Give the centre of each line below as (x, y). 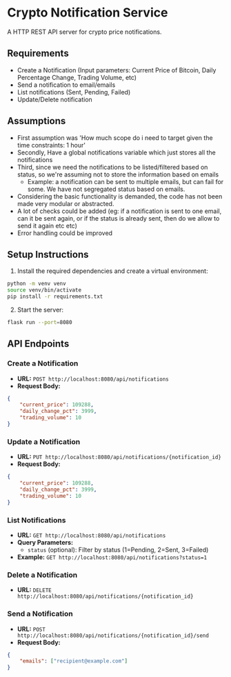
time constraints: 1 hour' (51, 145)
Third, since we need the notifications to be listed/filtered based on (112, 167)
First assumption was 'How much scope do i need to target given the (115, 138)
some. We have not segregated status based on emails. (106, 189)
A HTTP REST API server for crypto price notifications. (84, 32)
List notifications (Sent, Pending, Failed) (74, 92)
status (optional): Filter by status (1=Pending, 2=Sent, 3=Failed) (118, 549)
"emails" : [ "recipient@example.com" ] (74, 661)
